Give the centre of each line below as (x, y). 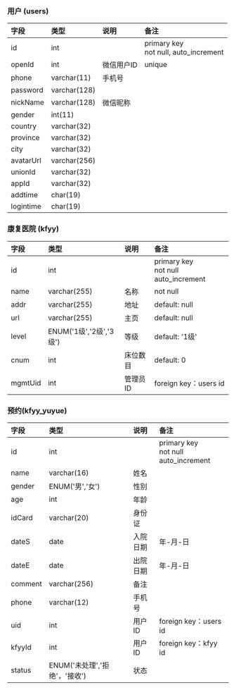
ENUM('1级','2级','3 (81, 331)
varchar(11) (71, 78)
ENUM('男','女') (74, 486)
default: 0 (170, 359)
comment (26, 584)
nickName (27, 102)
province (25, 137)
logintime (26, 207)
